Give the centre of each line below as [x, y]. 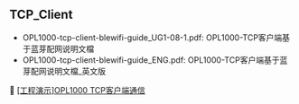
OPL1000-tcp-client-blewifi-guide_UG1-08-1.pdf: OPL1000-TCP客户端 [152, 37]
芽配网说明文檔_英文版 [64, 71]
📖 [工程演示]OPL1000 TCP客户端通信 [78, 90]
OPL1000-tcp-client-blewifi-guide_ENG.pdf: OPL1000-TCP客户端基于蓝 [155, 60]
